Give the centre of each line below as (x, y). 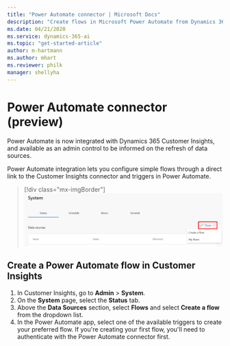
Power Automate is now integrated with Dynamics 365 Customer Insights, (111, 141)
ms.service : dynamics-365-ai (49, 36)
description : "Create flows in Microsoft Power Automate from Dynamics (111, 22)
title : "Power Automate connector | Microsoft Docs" (84, 14)
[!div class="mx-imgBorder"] (65, 189)
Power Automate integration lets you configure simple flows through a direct (115, 169)
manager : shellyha (33, 72)
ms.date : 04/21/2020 (37, 29)
